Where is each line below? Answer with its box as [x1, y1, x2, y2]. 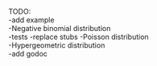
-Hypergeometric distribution [8, 41, 105, 50]
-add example [8, 15, 55, 25]
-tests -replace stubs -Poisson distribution [8, 32, 149, 41]
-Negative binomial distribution [8, 24, 111, 33]
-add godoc [8, 49, 48, 58]
